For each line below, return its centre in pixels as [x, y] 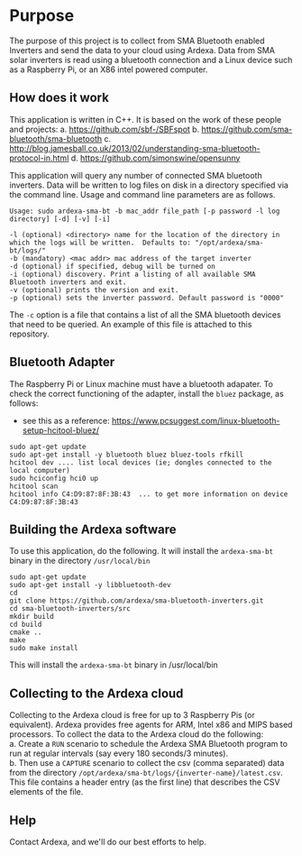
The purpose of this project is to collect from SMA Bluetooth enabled [137, 41]
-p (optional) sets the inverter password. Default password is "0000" [146, 298]
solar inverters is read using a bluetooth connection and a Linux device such [151, 60]
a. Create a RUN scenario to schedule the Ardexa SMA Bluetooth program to [149, 744]
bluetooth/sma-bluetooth [55, 138]
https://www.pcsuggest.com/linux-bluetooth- [196, 420]
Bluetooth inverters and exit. [68, 282]
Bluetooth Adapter [62, 362]
